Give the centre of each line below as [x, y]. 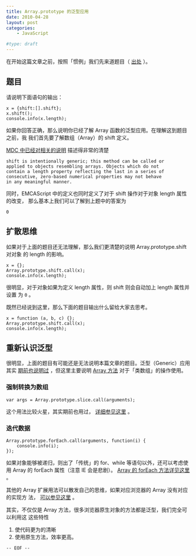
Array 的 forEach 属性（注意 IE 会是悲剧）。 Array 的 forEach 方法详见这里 [101, 470]
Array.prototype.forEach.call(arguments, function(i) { [76, 441]
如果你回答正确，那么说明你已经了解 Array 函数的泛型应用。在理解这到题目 [97, 130]
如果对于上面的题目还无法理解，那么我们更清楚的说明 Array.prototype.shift [96, 247]
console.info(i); [38, 446]
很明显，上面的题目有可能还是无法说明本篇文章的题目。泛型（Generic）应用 [98, 363]
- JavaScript [33, 34]
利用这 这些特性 [30, 517]
